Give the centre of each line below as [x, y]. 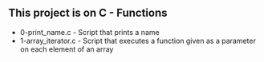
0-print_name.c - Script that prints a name [89, 32]
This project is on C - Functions [88, 13]
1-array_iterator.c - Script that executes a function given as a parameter [138, 41]
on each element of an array [67, 49]
